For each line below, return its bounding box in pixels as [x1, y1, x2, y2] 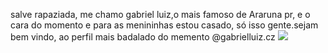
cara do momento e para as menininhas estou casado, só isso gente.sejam [10, 19, 319, 31]
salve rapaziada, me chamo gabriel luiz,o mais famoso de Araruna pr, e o [10, 9, 311, 20]
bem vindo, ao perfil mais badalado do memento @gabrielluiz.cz [10, 31, 276, 43]
